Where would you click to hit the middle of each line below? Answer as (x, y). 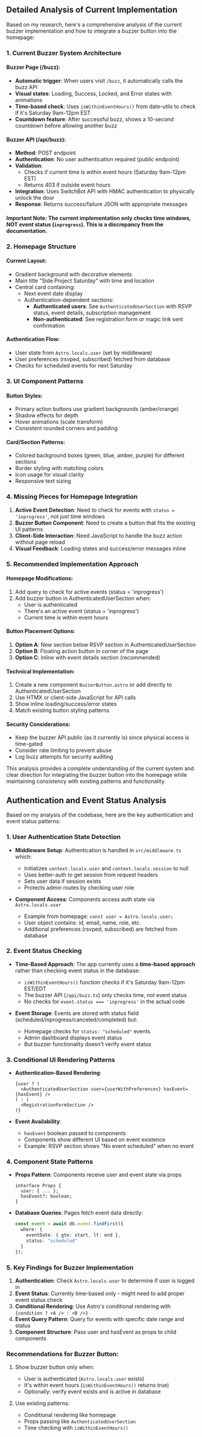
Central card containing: (45, 287)
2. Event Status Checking (44, 951)
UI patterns (29, 529)
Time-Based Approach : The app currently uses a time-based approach (105, 964)
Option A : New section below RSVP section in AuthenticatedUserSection (105, 645)
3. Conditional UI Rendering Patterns (61, 1060)
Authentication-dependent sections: (69, 300)
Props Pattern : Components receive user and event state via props (98, 1175)
